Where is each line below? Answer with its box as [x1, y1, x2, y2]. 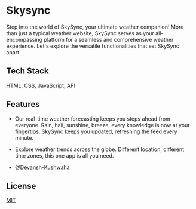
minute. [14, 134, 34, 141]
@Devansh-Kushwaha [14, 164, 70, 171]
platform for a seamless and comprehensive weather [44, 36, 174, 43]
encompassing [6, 36, 43, 43]
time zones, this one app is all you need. [14, 152, 114, 159]
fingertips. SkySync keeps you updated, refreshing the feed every [14, 128, 177, 135]
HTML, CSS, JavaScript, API [6, 82, 76, 89]
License [6, 180, 36, 191]
